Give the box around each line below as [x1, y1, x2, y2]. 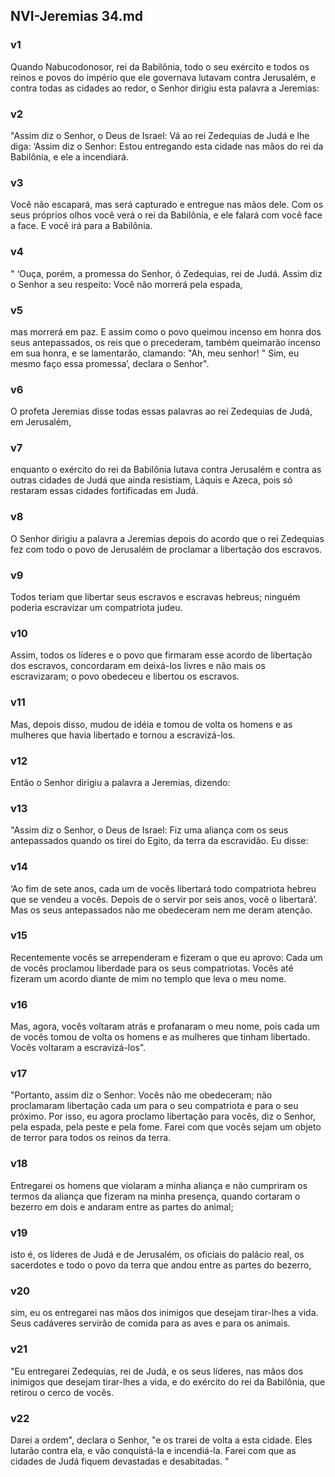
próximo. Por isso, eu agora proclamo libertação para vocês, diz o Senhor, [10, 1110, 316, 1123]
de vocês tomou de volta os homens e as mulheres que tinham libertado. [10, 1031, 311, 1043]
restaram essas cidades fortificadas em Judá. [10, 485, 199, 497]
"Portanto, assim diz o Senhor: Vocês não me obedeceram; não [10, 1089, 273, 1101]
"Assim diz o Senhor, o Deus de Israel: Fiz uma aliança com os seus [10, 824, 289, 836]
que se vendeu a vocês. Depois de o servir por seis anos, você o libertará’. [10, 893, 318, 905]
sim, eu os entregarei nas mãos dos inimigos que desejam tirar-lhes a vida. [10, 1307, 319, 1319]
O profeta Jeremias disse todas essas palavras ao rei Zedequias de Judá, [10, 405, 313, 418]
